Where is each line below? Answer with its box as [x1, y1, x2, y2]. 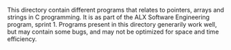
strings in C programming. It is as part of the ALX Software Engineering [7, 13, 210, 21]
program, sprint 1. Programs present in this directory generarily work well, [7, 21, 217, 28]
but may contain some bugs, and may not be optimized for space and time [7, 27, 219, 36]
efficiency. [7, 35, 37, 43]
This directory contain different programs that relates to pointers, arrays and [7, 6, 225, 14]
